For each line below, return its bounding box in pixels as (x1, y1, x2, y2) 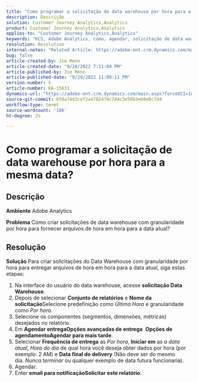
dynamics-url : (6, 91, 41, 97)
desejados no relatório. (14, 320, 71, 327)
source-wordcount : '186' (6, 107, 67, 113)
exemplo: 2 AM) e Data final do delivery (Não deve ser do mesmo (14, 351, 176, 358)
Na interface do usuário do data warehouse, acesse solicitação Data (14, 282, 183, 289)
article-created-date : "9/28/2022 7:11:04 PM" (6, 63, 123, 70)
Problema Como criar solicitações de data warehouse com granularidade (6, 219, 184, 226)
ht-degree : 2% (6, 113, 41, 118)
